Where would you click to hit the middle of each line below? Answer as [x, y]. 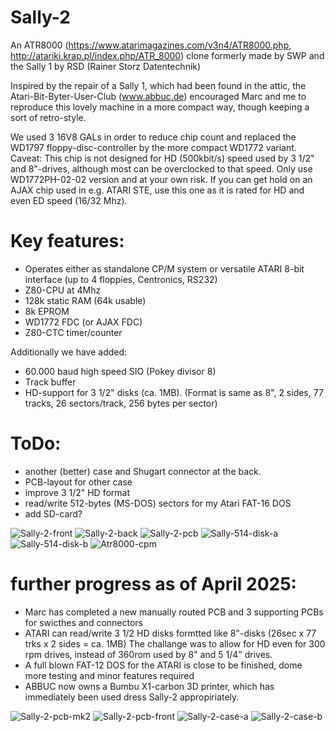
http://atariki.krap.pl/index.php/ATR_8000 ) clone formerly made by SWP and [167, 55]
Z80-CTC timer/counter [73, 332]
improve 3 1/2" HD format [77, 492]
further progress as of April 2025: [153, 584]
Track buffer [50, 382]
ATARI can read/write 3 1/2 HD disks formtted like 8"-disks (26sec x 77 [170, 633]
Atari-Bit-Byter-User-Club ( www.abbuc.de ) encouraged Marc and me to [158, 96]
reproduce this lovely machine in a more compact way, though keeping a [160, 107]
